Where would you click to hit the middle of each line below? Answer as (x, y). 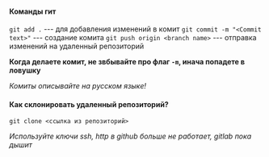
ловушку (25, 70)
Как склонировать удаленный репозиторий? (89, 104)
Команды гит (33, 11)
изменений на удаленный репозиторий (77, 46)
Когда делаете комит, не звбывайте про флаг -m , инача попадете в (127, 62)
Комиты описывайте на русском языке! (78, 86)
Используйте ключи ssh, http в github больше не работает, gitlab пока (130, 136)
